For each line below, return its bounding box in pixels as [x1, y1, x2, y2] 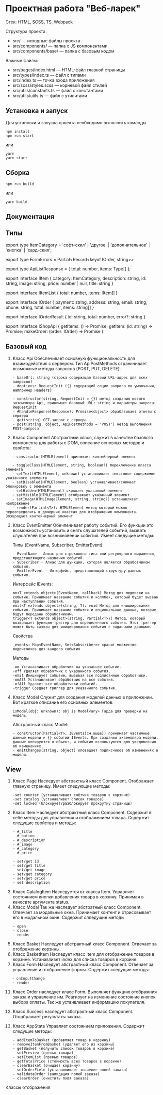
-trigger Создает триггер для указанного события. [12, 685, 117, 691]
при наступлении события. [12, 599, 65, 604]
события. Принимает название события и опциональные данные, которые [12, 607, 157, 612]
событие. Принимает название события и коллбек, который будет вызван [12, 595, 159, 599]
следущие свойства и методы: [12, 820, 77, 826]
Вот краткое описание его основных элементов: [12, 699, 114, 705]
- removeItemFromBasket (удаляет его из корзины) [12, 1042, 115, 1047]
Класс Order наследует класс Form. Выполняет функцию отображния [12, 989, 157, 995]
